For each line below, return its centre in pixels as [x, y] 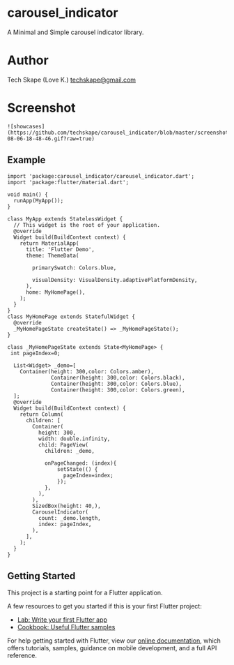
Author [28, 60]
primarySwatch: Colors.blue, [75, 268]
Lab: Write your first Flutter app [62, 620]
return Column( [42, 414]
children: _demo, [70, 451]
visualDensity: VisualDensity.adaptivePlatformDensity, [115, 280]
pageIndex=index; [88, 475]
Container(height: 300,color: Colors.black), [118, 378]
